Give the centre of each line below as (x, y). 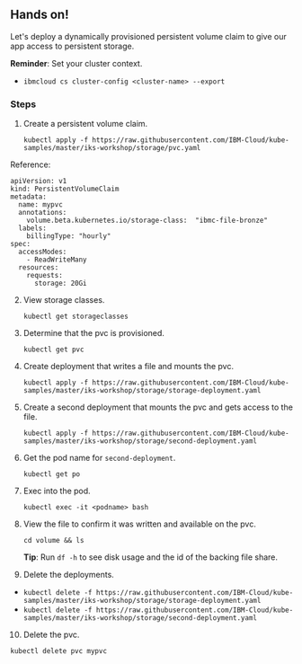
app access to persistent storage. (72, 46)
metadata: (29, 197)
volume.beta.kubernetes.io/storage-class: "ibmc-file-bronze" (147, 221)
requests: (45, 276)
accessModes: (43, 252)
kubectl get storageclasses (75, 317)
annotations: (43, 213)
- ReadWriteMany (57, 260)
